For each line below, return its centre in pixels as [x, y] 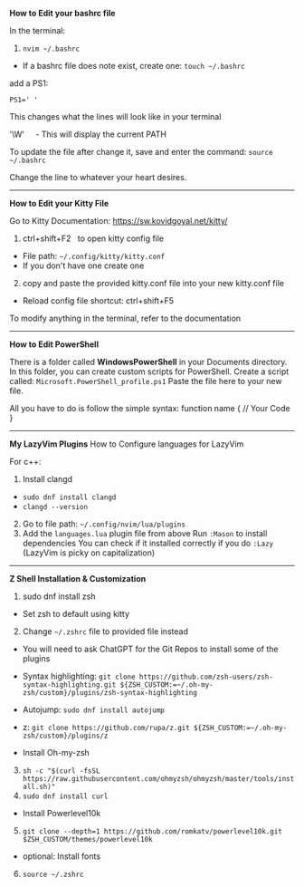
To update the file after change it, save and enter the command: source [141, 152]
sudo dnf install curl [65, 796]
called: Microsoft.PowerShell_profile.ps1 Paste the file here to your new [146, 381]
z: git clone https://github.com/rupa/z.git [106, 727]
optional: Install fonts [62, 856]
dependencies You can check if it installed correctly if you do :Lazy [148, 543]
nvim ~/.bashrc [51, 49]
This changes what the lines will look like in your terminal [115, 116]
